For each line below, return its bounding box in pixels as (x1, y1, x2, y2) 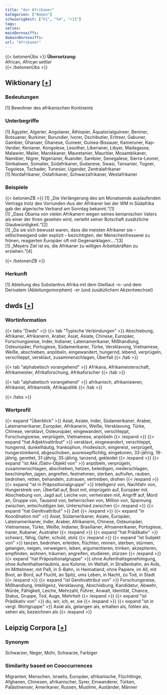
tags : (5, 21, 16, 26)
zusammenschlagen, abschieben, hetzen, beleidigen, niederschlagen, (5, 466, 149, 472)
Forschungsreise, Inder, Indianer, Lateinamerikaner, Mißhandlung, (5, 338, 140, 345)
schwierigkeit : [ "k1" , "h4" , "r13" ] (5, 16, 81, 21)
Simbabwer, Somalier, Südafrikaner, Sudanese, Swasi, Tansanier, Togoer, (5, 160, 156, 166)
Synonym (5, 638, 29, 645)
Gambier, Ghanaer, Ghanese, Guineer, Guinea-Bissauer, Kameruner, (5, 139, 145, 145)
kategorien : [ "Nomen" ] (5, 12, 52, 17)
